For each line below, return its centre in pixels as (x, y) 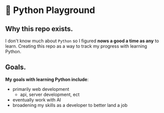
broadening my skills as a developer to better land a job (70, 105)
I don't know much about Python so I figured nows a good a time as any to (82, 41)
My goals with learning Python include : (47, 79)
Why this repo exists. (39, 29)
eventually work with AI (37, 99)
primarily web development (41, 89)
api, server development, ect (50, 94)
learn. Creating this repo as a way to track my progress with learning (76, 46)
